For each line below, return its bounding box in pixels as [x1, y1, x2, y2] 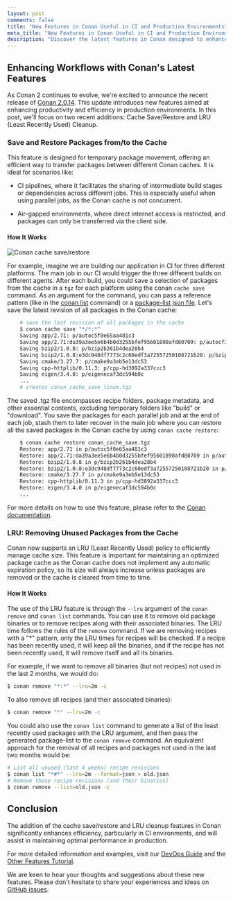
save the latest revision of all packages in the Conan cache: [7, 306, 178, 314]
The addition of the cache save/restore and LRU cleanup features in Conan [7, 821, 222, 829]
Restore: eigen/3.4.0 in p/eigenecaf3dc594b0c [19, 485, 157, 492]
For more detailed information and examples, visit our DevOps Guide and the [7, 849, 226, 858]
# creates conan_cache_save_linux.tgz [19, 384, 132, 391]
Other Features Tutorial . [7, 857, 75, 865]
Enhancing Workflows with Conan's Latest [7, 62, 196, 73]
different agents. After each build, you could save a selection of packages [7, 277, 218, 285]
